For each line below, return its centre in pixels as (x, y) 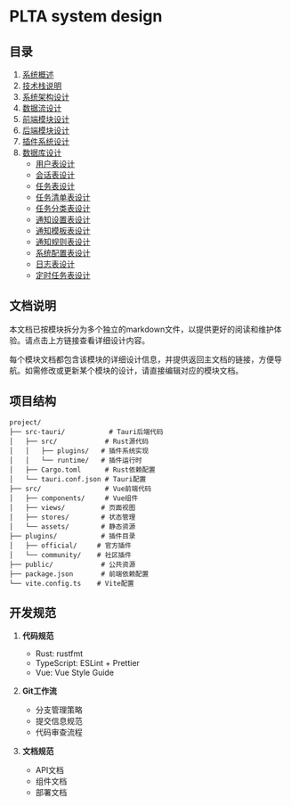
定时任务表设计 (63, 275)
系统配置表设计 (63, 253)
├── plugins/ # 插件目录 (73, 536)
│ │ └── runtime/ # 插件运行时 (76, 460)
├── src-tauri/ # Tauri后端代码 (86, 432)
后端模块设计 (45, 130)
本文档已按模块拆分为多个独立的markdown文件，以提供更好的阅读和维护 (141, 329)
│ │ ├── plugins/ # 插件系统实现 (79, 451)
